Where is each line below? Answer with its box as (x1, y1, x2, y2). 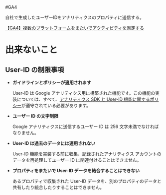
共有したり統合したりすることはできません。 (12, 185, 105, 190)
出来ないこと (5, 44, 58, 56)
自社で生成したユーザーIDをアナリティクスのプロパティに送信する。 (5, 14, 145, 20)
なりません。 (12, 130, 39, 135)
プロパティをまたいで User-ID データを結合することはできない (12, 168, 140, 173)
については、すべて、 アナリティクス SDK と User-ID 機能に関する (16, 96, 151, 102)
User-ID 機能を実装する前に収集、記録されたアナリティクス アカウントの (12, 151, 162, 157)
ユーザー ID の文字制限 (12, 113, 59, 119)
